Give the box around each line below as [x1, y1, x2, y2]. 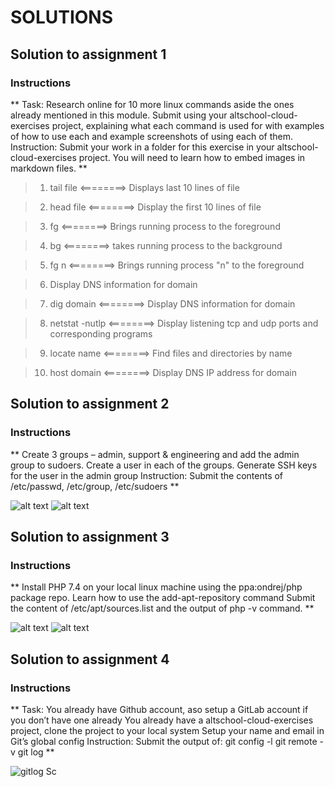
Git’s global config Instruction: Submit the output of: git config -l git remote [10, 735, 318, 747]
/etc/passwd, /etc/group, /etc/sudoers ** [10, 480, 180, 492]
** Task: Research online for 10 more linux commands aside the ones [10, 98, 295, 110]
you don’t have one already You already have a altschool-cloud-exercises [10, 714, 314, 726]
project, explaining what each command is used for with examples [51, 119, 325, 131]
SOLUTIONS [10, 6, 114, 29]
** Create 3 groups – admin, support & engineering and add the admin [10, 448, 300, 460]
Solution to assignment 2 [10, 396, 170, 413]
